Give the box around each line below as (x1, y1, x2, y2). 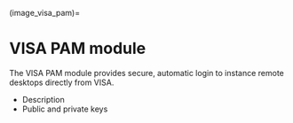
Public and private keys (21, 104, 108, 114)
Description (21, 94, 65, 104)
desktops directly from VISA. (9, 77, 115, 88)
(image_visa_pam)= (9, 8, 81, 18)
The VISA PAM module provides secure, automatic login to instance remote (9, 67, 284, 78)
